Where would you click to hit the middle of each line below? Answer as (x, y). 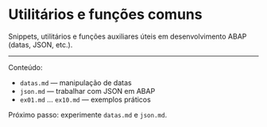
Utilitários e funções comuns (105, 15)
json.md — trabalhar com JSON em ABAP (87, 91)
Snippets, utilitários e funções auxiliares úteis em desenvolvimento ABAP (128, 36)
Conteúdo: (25, 67)
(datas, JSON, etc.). (41, 44)
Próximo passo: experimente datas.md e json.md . (88, 114)
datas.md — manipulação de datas (76, 82)
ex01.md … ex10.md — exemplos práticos (85, 99)
